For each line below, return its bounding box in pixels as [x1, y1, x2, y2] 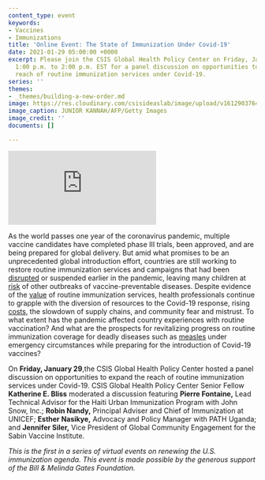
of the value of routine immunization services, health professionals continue [8, 290, 255, 299]
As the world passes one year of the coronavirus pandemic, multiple [8, 231, 230, 241]
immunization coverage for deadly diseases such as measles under [8, 332, 227, 341]
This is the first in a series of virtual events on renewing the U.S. [8, 446, 217, 456]
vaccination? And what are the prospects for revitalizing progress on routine [8, 323, 256, 332]
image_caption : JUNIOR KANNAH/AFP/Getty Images [8, 107, 168, 115]
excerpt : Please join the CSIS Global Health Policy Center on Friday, [8, 56, 248, 64]
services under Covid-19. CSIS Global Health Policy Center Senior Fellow [8, 381, 244, 390]
